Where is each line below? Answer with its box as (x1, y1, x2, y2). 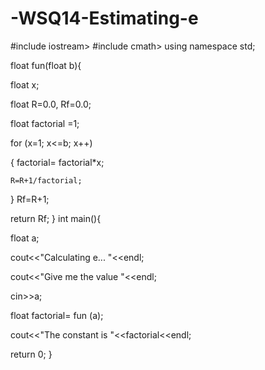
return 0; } (10, 348, 53, 360)
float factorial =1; (10, 117, 80, 129)
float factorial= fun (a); (10, 309, 104, 321)
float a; (10, 232, 40, 244)
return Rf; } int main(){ (10, 212, 102, 224)
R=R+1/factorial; (10, 175, 83, 186)
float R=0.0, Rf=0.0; (10, 98, 92, 110)
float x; (10, 78, 40, 91)
